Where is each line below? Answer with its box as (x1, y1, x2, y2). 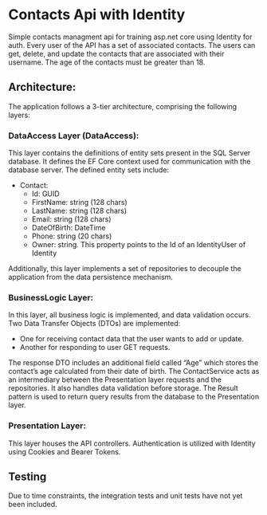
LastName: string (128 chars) (31, 206, 128, 216)
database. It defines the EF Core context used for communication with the (8, 157, 251, 167)
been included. (8, 500, 57, 509)
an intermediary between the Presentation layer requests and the (8, 375, 222, 384)
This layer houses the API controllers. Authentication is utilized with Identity (8, 438, 257, 448)
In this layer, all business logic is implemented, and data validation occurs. (8, 310, 251, 320)
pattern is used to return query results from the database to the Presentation (8, 392, 260, 402)
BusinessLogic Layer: (8, 292, 94, 303)
